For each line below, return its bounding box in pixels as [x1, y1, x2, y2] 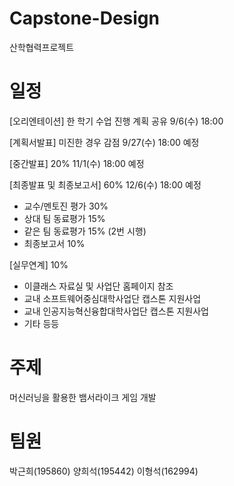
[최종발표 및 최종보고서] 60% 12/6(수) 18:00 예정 [9, 178, 202, 191]
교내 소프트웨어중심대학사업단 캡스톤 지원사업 [23, 292, 202, 304]
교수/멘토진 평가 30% [23, 200, 109, 212]
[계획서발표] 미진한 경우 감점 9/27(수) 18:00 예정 [9, 136, 200, 148]
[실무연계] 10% [9, 258, 69, 271]
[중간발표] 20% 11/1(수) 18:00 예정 [9, 157, 145, 169]
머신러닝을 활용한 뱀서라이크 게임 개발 [9, 391, 157, 403]
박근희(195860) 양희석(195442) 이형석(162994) [9, 465, 199, 477]
